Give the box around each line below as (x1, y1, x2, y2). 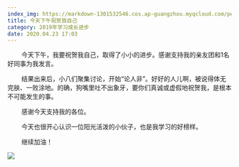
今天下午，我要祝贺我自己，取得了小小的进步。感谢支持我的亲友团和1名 (21, 50, 230, 59)
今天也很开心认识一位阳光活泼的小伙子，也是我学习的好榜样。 (21, 122, 203, 131)
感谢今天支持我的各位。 (21, 107, 90, 116)
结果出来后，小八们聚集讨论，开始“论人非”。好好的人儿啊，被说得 (21, 75, 214, 83)
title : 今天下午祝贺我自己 (7, 17, 78, 24)
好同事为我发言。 (7, 60, 58, 68)
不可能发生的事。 (7, 92, 58, 101)
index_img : (7, 10, 40, 18)
